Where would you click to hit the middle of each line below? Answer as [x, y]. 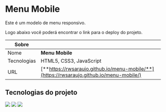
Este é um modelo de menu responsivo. [45, 23]
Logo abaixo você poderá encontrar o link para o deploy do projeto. [74, 32]
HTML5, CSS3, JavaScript [71, 61]
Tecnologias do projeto [41, 93]
